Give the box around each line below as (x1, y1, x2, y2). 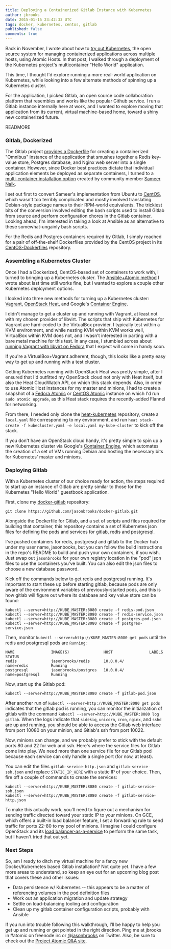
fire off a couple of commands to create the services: (5, 774, 117, 780)
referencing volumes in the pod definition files (12, 890, 110, 896)
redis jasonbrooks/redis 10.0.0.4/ (5, 659, 125, 664)
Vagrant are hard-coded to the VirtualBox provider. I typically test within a (5, 321, 160, 328)
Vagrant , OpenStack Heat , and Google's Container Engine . (5, 301, 129, 307)
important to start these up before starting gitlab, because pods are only (5, 581, 157, 587)
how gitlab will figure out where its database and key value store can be (5, 592, 157, 598)
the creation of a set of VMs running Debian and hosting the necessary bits (5, 448, 163, 454)
